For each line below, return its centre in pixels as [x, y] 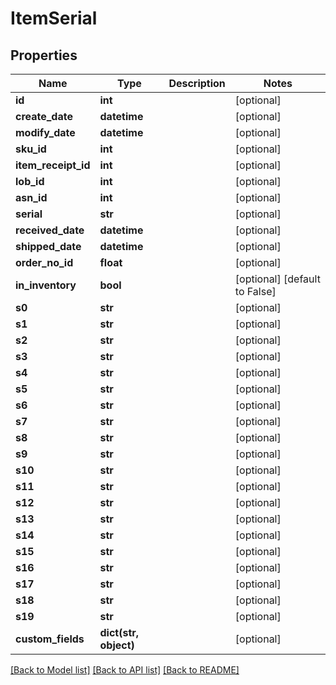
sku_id [31, 149]
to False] [255, 291]
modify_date [45, 132]
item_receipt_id [53, 165]
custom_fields [50, 639]
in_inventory [46, 285]
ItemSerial [54, 18]
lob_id [30, 181]
